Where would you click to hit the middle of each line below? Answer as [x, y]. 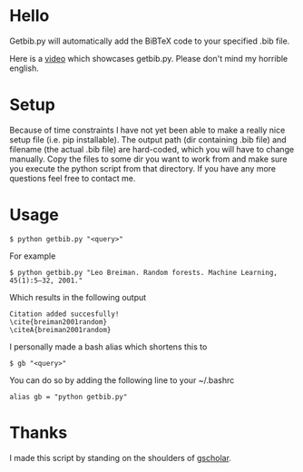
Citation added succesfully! [64, 314]
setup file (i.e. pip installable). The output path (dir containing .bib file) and [148, 139]
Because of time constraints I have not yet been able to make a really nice [147, 130]
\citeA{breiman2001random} [60, 329]
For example [33, 256]
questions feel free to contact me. [73, 178]
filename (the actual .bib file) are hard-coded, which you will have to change [152, 149]
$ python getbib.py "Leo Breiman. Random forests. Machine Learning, [144, 272]
